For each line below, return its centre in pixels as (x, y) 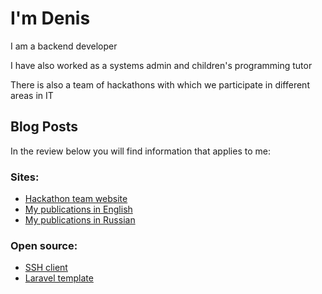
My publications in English (78, 209)
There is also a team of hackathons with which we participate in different (160, 84)
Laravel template (59, 278)
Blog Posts (44, 127)
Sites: (25, 177)
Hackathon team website (76, 199)
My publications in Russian (80, 220)
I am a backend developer (64, 46)
